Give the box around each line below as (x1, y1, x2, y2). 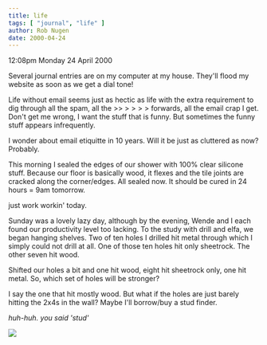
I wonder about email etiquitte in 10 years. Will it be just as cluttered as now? (8, 136, 259, 146)
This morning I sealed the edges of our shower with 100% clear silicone (8, 160, 244, 170)
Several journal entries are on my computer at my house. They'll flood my (8, 71, 249, 80)
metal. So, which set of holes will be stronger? (8, 274, 160, 284)
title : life (8, 11, 48, 20)
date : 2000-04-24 (8, 33, 66, 42)
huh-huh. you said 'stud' (8, 313, 89, 323)
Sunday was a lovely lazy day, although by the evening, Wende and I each (8, 216, 251, 225)
